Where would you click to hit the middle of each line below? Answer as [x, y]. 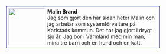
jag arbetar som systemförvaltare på [92, 24]
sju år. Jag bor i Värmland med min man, [97, 36]
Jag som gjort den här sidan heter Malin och [101, 18]
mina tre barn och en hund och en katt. [95, 43]
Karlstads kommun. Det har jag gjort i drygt [100, 30]
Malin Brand [63, 11]
